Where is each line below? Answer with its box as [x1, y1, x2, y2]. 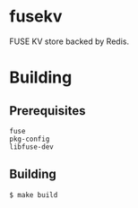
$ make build [9, 190, 58, 199]
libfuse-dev [9, 142, 54, 152]
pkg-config [9, 134, 50, 143]
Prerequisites [9, 103, 86, 118]
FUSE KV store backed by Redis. [9, 36, 130, 47]
